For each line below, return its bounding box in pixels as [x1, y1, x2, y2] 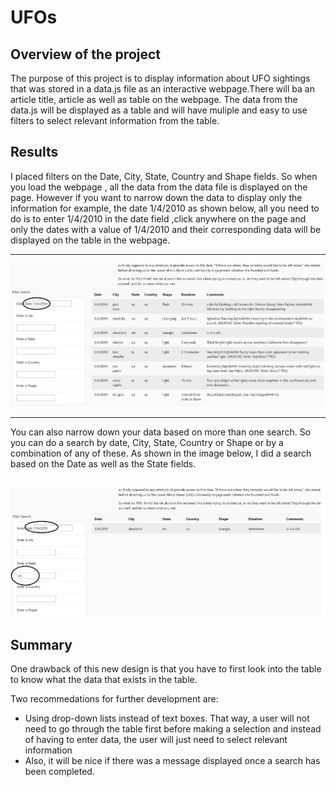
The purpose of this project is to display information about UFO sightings [10, 72, 311, 84]
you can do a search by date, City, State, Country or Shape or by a [10, 437, 284, 449]
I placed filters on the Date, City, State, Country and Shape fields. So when [10, 170, 318, 182]
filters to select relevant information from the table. [10, 115, 220, 126]
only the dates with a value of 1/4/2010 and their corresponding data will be [10, 223, 322, 235]
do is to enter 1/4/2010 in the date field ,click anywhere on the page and [10, 212, 307, 225]
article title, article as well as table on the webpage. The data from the [10, 94, 298, 105]
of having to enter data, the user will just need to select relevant [24, 734, 288, 746]
